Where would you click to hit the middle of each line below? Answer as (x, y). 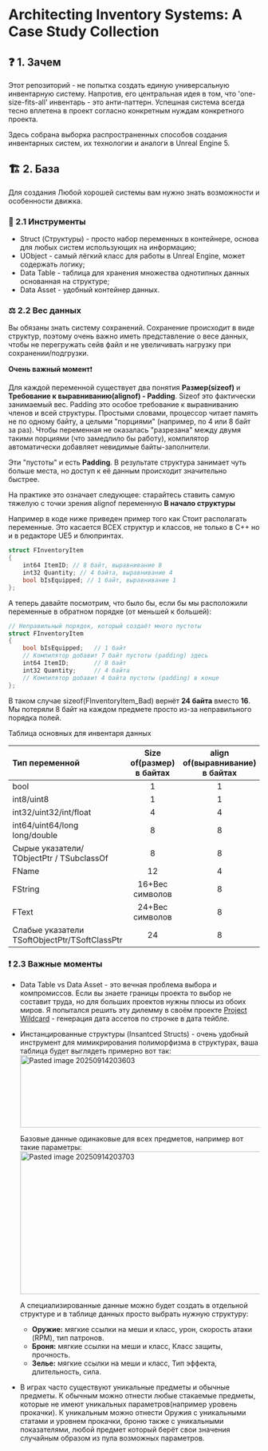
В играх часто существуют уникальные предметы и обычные (125, 1387)
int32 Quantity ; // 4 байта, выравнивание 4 (98, 573)
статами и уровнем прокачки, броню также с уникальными (122, 1421)
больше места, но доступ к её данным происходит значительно (118, 471)
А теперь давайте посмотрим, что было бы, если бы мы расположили (128, 603)
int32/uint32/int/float (52, 812)
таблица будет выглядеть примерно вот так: (95, 1050)
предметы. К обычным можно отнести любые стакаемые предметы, (138, 1395)
